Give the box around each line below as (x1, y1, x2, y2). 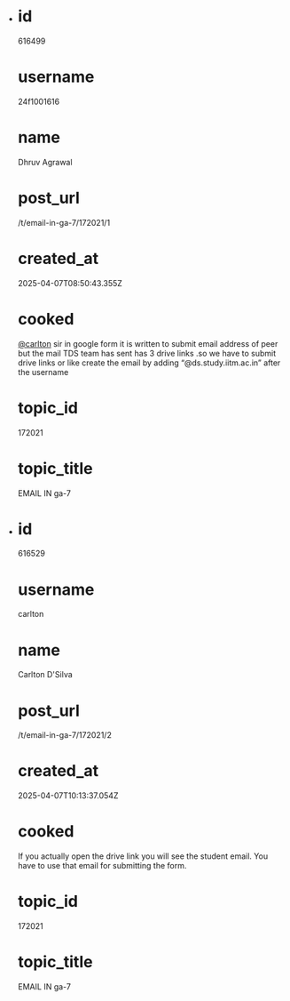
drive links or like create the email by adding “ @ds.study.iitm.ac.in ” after (17, 357, 281, 368)
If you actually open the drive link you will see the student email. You (17, 851, 269, 861)
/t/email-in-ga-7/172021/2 (17, 730, 113, 741)
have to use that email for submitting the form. (17, 861, 187, 871)
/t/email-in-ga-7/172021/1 (17, 217, 111, 228)
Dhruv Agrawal (17, 156, 73, 167)
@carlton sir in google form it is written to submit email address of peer (17, 338, 278, 348)
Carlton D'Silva (17, 669, 73, 680)
